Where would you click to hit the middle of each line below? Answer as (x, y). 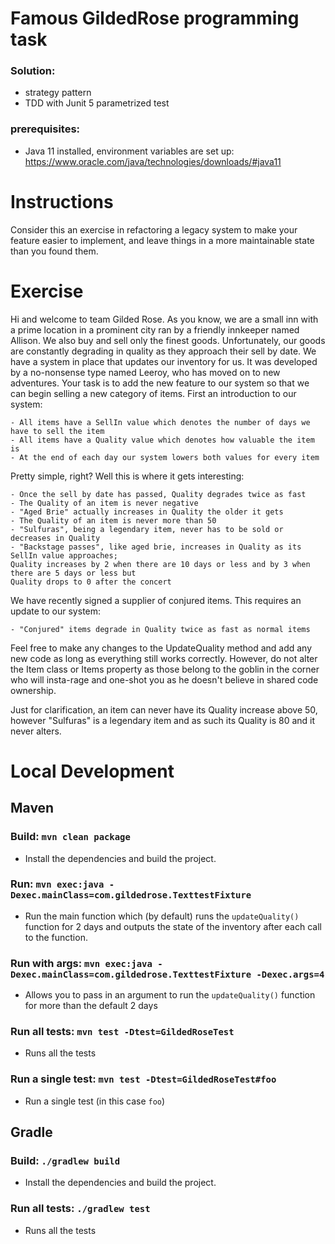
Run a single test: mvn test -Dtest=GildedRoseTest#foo (143, 1079)
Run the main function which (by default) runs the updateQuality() (162, 916)
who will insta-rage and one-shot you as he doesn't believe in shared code (164, 679)
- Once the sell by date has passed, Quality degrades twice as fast (158, 494)
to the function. (56, 937)
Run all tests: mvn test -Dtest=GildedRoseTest (122, 1032)
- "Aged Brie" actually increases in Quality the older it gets (147, 512)
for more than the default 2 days (91, 1006)
